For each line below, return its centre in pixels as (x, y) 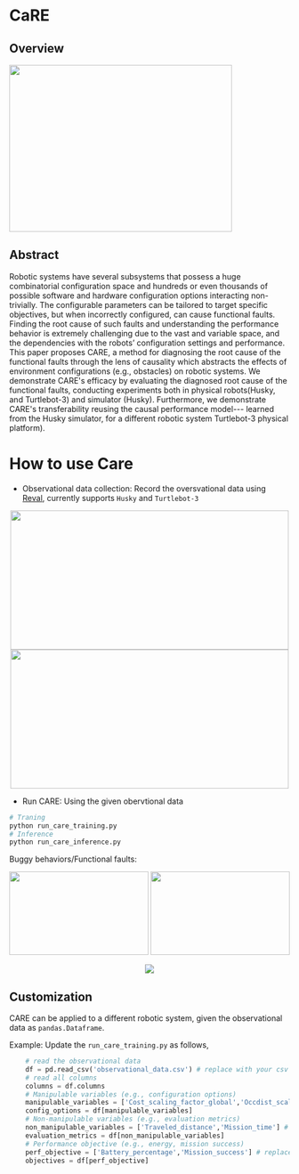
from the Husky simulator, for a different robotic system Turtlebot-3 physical (149, 418)
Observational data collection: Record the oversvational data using (144, 488)
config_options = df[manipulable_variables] (109, 1111)
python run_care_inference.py (65, 842)
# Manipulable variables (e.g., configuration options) (131, 1094)
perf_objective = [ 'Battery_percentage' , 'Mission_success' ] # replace (159, 1152)
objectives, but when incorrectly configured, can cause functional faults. (142, 314)
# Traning (28, 817)
